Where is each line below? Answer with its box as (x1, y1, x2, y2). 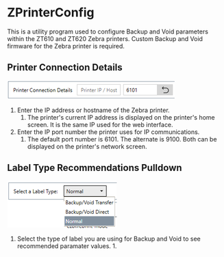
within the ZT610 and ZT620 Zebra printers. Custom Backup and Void (7, 34, 203, 42)
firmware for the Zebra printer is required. (7, 42, 125, 50)
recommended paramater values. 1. (16, 241, 117, 250)
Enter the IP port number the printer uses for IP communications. (16, 128, 200, 136)
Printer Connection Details (7, 62, 123, 73)
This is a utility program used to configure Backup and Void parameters (7, 27, 209, 36)
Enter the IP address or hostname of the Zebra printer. (16, 106, 170, 114)
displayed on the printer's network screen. (27, 142, 147, 150)
